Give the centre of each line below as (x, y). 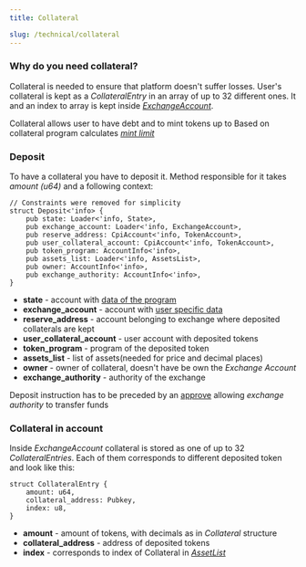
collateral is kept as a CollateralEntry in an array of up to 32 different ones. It (153, 96)
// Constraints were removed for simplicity (95, 203)
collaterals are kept (58, 329)
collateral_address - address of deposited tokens (116, 543)
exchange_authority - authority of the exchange (114, 378)
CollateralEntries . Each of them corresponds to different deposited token (146, 458)
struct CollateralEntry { (58, 485)
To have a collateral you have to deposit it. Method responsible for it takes (148, 177)
